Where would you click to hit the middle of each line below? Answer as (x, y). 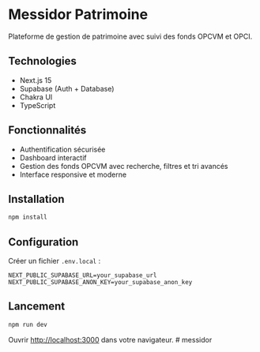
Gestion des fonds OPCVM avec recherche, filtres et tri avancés (124, 166)
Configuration (43, 242)
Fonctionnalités (47, 131)
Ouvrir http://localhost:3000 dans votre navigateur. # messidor (110, 339)
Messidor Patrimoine (78, 15)
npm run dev (28, 324)
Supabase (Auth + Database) (67, 88)
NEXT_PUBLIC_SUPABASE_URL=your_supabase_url (83, 275)
